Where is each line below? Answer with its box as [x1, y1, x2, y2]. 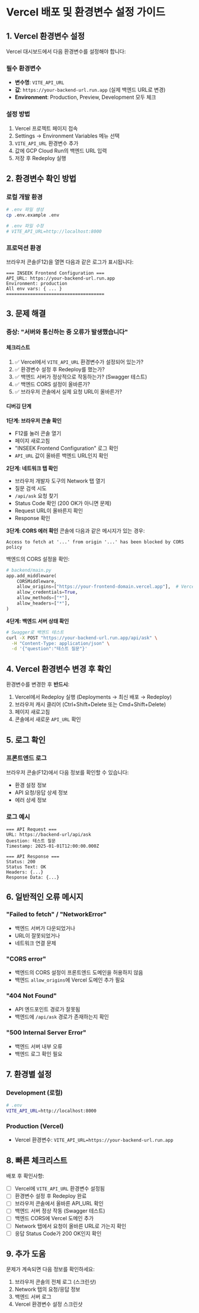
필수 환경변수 [6, 64, 41, 72]
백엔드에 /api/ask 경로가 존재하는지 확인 [14, 1013, 110, 1020]
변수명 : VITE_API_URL [14, 79, 65, 86]
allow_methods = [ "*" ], [17, 595, 70, 601]
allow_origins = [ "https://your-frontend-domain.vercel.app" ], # [17, 584, 179, 590]
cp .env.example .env [6, 212, 60, 218]
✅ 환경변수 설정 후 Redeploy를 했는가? [14, 365, 105, 372]
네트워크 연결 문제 [14, 939, 56, 947]
